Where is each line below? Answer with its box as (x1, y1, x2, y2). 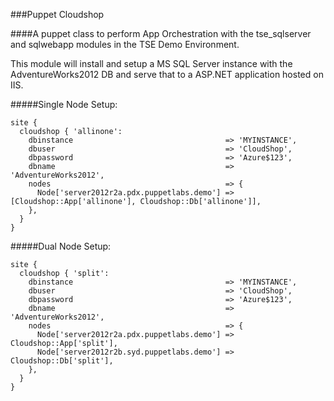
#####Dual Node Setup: (10, 240, 112, 252)
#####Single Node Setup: (10, 99, 118, 110)
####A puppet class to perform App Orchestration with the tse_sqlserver (10, 28, 312, 39)
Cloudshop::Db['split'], (10, 356, 114, 366)
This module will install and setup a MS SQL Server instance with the (10, 58, 293, 69)
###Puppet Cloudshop (10, 9, 105, 20)
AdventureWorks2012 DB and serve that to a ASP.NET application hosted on (10, 69, 324, 80)
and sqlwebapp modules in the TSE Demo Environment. (10, 39, 240, 50)
